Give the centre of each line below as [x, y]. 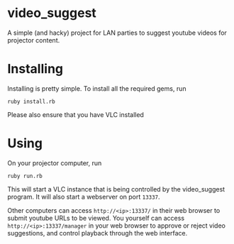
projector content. [34, 40]
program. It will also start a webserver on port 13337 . [84, 196]
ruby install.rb [31, 101]
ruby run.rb [25, 176]
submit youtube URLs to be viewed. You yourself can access [96, 218]
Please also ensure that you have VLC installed [76, 114]
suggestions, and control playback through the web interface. [97, 233]
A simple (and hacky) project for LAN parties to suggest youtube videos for [117, 33]
